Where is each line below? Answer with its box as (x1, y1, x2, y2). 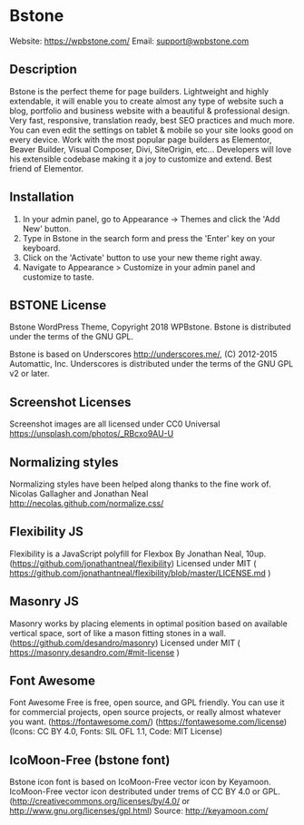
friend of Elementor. (9, 162, 84, 173)
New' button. (22, 223, 72, 234)
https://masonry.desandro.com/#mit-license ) (9, 646, 180, 658)
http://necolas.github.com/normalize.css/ (9, 498, 164, 508)
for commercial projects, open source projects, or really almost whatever (9, 707, 281, 718)
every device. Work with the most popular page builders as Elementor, (9, 133, 272, 145)
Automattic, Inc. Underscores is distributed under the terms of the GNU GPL (9, 358, 294, 369)
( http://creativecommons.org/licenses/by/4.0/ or (9, 796, 191, 807)
